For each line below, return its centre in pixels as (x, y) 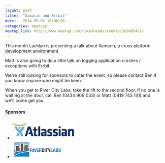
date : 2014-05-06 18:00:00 (35, 21)
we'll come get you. (25, 100)
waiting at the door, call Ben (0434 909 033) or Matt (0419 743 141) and (78, 96)
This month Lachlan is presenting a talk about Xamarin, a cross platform (78, 46)
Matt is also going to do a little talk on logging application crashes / (73, 61)
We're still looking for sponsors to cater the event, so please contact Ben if (81, 75)
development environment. (33, 51)
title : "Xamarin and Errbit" (36, 16)
